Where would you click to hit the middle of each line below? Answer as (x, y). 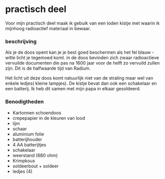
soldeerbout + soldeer (35, 166)
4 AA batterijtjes (29, 144)
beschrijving (21, 41)
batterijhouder (27, 139)
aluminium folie (28, 134)
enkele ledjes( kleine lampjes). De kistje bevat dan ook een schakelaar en (81, 83)
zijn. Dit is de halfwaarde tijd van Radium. (48, 68)
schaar (20, 128)
